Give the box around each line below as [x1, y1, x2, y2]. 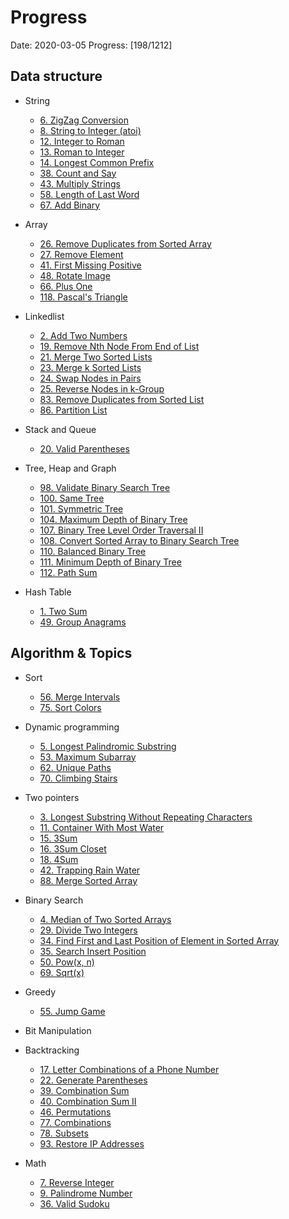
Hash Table [24, 586, 72, 598]
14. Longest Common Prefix [39, 156, 155, 168]
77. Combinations [39, 1116, 112, 1128]
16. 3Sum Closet [39, 842, 107, 855]
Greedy [24, 986, 57, 998]
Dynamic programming [24, 721, 120, 733]
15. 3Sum [39, 832, 78, 844]
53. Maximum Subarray [39, 751, 137, 763]
